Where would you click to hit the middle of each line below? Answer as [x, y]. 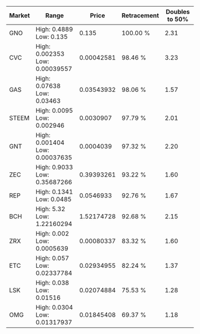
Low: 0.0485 [54, 199]
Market [20, 16]
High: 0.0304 [54, 307]
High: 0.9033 [54, 167]
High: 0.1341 [54, 192]
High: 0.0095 [54, 111]
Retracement [140, 16]
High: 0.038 [52, 283]
